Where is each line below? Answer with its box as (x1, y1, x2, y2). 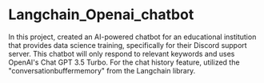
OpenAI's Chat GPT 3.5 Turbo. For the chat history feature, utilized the (8, 57, 240, 67)
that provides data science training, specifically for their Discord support (8, 40, 247, 49)
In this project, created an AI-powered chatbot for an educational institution (8, 32, 257, 41)
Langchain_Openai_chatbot (8, 6, 194, 24)
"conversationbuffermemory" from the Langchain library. (8, 65, 196, 75)
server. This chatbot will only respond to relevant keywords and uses (8, 49, 235, 58)
